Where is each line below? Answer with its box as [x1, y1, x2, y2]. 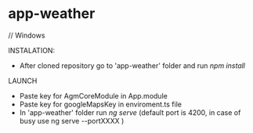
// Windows [8, 31, 45, 40]
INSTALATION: [8, 45, 56, 55]
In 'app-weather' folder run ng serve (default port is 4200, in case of [19, 107, 241, 117]
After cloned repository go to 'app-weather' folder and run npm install [19, 60, 245, 70]
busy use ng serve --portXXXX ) [19, 116, 125, 125]
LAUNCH [8, 76, 38, 85]
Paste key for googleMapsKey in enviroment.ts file [19, 99, 183, 109]
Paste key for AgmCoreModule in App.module [19, 91, 168, 100]
